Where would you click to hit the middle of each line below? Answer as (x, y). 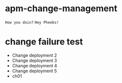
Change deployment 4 (35, 65)
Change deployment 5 (34, 71)
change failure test (44, 42)
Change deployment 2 (34, 55)
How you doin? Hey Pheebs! (32, 22)
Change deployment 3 (34, 60)
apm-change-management (61, 9)
